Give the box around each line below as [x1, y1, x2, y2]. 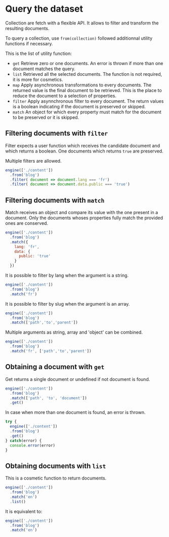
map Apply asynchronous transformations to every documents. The [12, 82, 152, 88]
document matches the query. [12, 66, 76, 72]
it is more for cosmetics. [12, 76, 63, 82]
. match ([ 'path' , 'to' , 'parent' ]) [10, 320, 78, 325]
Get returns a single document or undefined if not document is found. [5, 376, 150, 382]
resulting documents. [5, 25, 50, 31]
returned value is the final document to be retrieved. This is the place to [12, 87, 162, 93]
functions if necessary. [5, 40, 53, 46]
